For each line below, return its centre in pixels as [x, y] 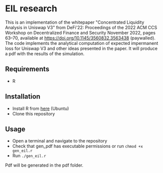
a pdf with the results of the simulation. [45, 53]
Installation [23, 97]
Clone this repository [34, 113]
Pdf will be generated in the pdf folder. [44, 165]
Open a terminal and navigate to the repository [60, 141]
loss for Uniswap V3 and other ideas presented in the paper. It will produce [81, 48]
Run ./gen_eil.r [29, 156]
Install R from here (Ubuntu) [41, 108]
